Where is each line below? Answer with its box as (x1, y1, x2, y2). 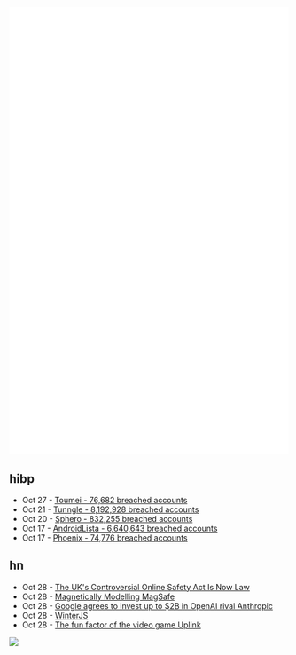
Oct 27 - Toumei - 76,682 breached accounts (21, 494, 188, 505)
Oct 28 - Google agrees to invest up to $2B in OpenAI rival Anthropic (21, 600, 273, 611)
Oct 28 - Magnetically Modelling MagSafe (21, 591, 175, 602)
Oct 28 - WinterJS (21, 610, 89, 620)
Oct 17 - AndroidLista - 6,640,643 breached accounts (21, 523, 218, 533)
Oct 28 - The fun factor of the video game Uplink (21, 619, 201, 630)
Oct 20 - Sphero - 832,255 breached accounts (21, 513, 193, 524)
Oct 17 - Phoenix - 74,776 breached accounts (21, 532, 188, 543)
